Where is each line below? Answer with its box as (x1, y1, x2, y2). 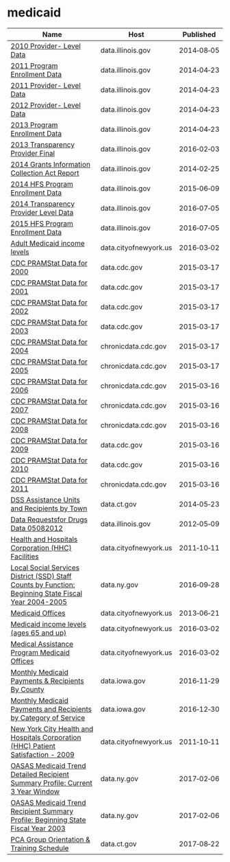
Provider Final (10, 148, 55, 158)
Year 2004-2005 (10, 597, 67, 607)
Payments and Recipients (10, 704, 92, 714)
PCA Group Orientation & (10, 835, 90, 844)
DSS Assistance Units (10, 495, 80, 504)
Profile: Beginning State (10, 815, 86, 824)
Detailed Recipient (10, 769, 70, 779)
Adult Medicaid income (10, 238, 86, 248)
